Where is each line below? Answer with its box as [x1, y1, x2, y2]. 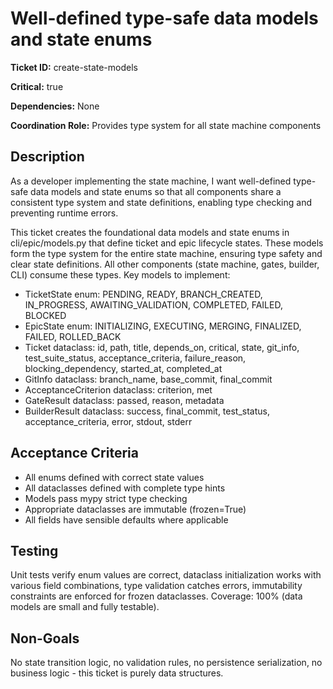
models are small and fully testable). [10, 601, 160, 613]
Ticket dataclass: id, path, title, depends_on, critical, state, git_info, [24, 341, 300, 353]
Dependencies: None [10, 100, 100, 112]
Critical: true [10, 80, 64, 92]
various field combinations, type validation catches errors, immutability [10, 580, 303, 592]
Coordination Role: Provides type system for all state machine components [10, 119, 322, 131]
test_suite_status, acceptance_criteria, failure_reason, [24, 352, 247, 364]
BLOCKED [24, 309, 67, 321]
